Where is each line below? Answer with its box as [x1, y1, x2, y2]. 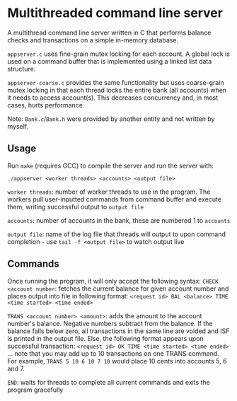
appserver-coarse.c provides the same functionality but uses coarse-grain [7, 78, 224, 86]
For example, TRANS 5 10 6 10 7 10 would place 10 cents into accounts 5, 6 [7, 356, 228, 365]
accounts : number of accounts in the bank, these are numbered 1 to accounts [7, 216, 231, 224]
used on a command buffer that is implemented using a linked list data [7, 57, 212, 65]
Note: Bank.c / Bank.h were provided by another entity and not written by [7, 115, 215, 123]
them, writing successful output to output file [7, 202, 144, 211]
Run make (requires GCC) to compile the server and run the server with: [7, 161, 214, 170]
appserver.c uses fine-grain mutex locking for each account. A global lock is [7, 50, 230, 58]
